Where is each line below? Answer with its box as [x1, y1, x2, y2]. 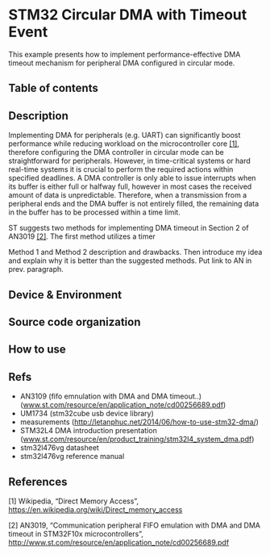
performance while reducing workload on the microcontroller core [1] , [8, 139, 240, 148]
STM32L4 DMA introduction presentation [19, 426, 157, 436]
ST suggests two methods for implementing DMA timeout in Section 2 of [8, 223, 249, 233]
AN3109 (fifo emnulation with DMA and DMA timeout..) [19, 391, 202, 401]
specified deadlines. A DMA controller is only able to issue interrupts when [8, 173, 256, 183]
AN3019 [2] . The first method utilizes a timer [8, 232, 156, 241]
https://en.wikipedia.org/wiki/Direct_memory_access [8, 504, 183, 514]
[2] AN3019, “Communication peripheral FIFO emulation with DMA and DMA [8, 520, 260, 530]
